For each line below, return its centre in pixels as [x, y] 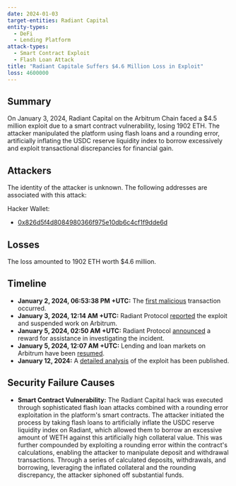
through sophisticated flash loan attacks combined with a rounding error [123, 407]
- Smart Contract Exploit [52, 54]
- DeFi [23, 34]
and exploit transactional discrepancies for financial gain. [90, 148]
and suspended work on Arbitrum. [67, 323]
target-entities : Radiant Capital [58, 20]
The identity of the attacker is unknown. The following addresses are [107, 188]
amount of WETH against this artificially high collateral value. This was [120, 437]
